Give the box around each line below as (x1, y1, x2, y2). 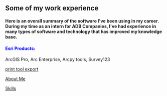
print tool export (5, 66, 39, 72)
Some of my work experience (5, 4, 99, 12)
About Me (5, 76, 26, 82)
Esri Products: (5, 45, 36, 51)
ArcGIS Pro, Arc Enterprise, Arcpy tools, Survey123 (5, 56, 110, 62)
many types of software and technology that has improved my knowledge (5, 28, 162, 34)
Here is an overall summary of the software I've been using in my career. (5, 17, 159, 24)
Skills (5, 85, 17, 91)
